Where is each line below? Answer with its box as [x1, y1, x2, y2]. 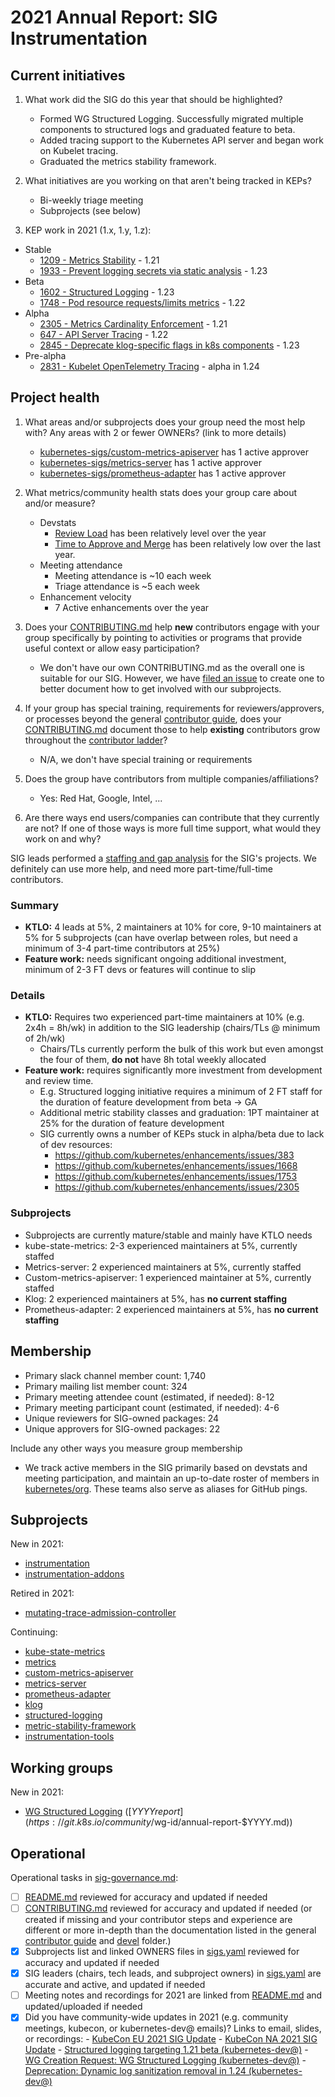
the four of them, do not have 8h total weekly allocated [39, 1054, 267, 1066]
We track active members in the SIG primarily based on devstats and [24, 1461, 308, 1473]
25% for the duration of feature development [39, 1117, 225, 1130]
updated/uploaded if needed [24, 2001, 143, 2013]
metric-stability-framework [24, 1720, 137, 1732]
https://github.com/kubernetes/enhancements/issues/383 [54, 1149, 295, 1161]
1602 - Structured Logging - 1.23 [39, 286, 175, 298]
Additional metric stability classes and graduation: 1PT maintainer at [39, 1107, 320, 1119]
